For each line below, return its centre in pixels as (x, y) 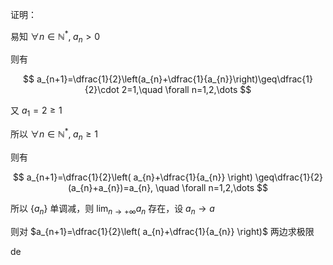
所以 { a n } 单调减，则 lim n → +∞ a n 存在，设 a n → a (112, 209)
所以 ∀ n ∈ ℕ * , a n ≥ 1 (54, 134)
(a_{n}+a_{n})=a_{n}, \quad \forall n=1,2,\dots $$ (168, 187)
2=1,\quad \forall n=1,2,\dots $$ (186, 90)
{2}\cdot (102, 90)
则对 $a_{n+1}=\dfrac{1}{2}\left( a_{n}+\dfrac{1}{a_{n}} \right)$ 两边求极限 (162, 231)
